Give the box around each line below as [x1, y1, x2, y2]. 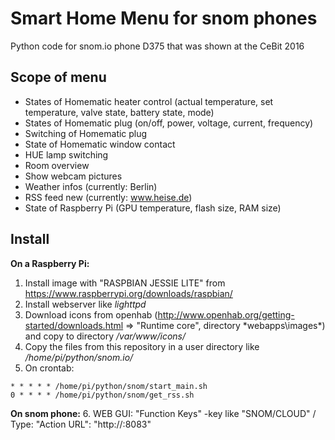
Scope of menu [10, 69, 107, 86]
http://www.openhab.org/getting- [157, 308, 295, 321]
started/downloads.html [24, 319, 124, 331]
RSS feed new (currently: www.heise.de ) [24, 191, 193, 203]
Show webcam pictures [24, 170, 123, 182]
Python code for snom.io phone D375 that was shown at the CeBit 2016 [10, 40, 305, 52]
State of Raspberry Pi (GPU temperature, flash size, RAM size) [24, 202, 282, 214]
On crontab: [24, 362, 75, 374]
